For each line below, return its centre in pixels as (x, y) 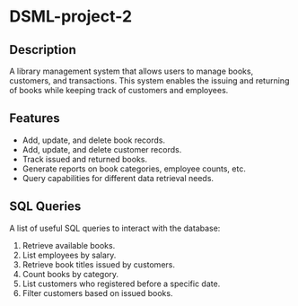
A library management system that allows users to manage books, (131, 71)
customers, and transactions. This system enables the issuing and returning (149, 81)
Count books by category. (70, 274)
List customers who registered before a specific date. (121, 284)
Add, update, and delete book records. (94, 140)
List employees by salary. (69, 255)
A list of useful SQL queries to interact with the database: (115, 228)
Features (35, 118)
